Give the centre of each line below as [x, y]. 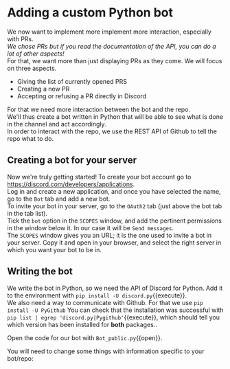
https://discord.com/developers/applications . [71, 184]
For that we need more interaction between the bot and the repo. [99, 109]
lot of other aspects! [36, 54]
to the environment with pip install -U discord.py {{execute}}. [97, 295]
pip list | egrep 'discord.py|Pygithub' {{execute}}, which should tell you [113, 317]
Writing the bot [40, 272]
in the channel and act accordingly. [57, 124]
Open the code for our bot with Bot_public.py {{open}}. [85, 337]
